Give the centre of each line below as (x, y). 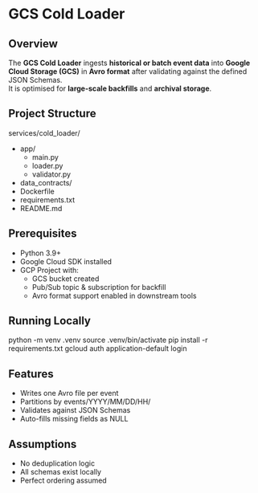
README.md (41, 208)
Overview (33, 44)
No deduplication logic (57, 463)
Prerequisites (43, 234)
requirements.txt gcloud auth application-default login (98, 348)
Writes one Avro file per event (69, 393)
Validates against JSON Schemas (75, 410)
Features (31, 374)
